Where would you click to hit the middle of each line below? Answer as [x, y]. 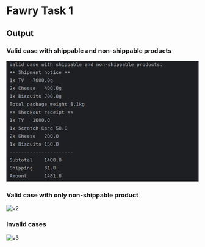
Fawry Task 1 [40, 11]
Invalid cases [27, 224]
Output [20, 33]
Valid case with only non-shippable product [73, 195]
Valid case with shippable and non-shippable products [89, 51]
